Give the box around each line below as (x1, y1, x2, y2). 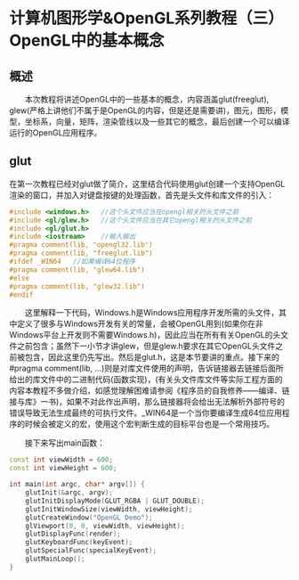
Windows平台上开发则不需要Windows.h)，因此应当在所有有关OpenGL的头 (9, 330, 281, 340)
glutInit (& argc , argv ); (25, 488, 114, 497)
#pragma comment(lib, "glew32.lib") (9, 282, 145, 290)
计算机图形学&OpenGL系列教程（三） (9, 8, 284, 29)
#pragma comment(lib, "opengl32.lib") (9, 241, 153, 249)
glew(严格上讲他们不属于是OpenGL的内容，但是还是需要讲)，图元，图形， (9, 105, 281, 116)
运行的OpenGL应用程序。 (9, 127, 102, 138)
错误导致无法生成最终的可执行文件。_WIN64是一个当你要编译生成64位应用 (9, 407, 282, 419)
